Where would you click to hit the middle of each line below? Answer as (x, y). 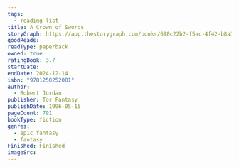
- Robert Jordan (38, 93)
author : (19, 87)
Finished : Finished (36, 146)
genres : (19, 126)
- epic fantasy (36, 133)
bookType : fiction (34, 119)
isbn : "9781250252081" (41, 80)
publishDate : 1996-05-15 (44, 107)
